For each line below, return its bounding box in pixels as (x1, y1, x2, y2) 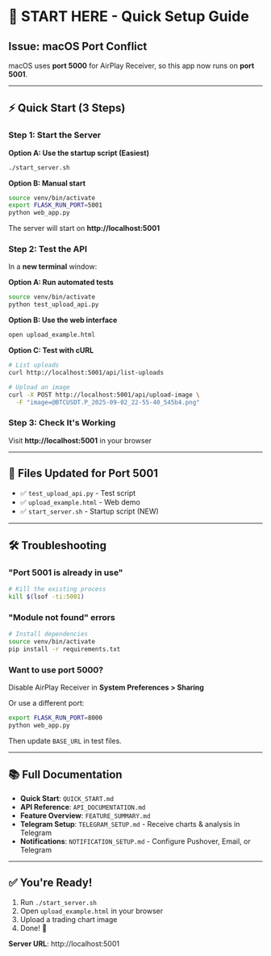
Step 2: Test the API (8, 244, 87, 255)
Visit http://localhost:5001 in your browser (8, 435, 152, 445)
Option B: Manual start (8, 178, 86, 188)
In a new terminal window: (8, 262, 98, 271)
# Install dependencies (8, 630, 89, 639)
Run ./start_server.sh (19, 897, 97, 907)
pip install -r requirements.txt (8, 645, 121, 653)
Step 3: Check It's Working (8, 417, 116, 429)
